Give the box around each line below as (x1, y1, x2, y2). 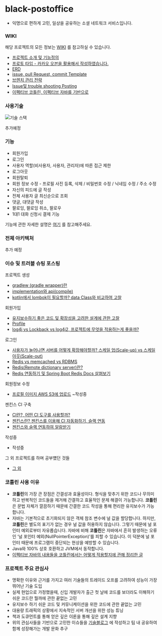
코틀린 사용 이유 (5, 479, 40, 486)
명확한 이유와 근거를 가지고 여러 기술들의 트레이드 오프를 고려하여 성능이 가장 (12, 577, 158, 583)
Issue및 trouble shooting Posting (12, 83, 77, 89)
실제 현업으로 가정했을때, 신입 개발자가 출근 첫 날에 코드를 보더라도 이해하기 (12, 589, 155, 595)
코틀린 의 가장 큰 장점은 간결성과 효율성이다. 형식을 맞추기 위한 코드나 (12, 491, 142, 497)
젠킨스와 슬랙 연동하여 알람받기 (12, 424, 71, 430)
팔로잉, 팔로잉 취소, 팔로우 (12, 205, 62, 211)
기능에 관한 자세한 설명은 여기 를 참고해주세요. (5, 221, 92, 227)
